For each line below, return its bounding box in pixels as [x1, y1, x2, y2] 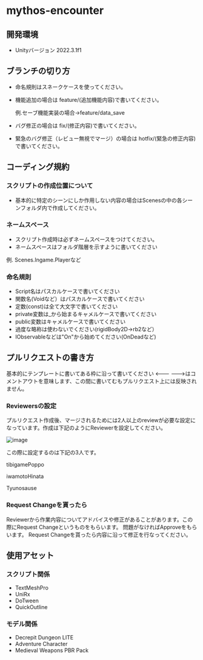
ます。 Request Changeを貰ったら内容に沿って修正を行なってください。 [11, 531, 191, 538]
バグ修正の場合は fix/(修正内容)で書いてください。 [15, 122, 141, 129]
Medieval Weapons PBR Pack [15, 647, 89, 654]
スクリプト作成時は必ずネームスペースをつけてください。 [15, 235, 158, 243]
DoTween [15, 597, 39, 604]
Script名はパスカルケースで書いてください [15, 288, 120, 295]
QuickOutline [15, 604, 48, 611]
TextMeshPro [15, 584, 48, 591]
